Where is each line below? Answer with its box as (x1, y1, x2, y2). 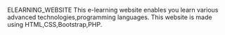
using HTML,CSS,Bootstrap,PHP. (7, 21, 103, 28)
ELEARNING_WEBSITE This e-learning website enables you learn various (7, 6, 219, 14)
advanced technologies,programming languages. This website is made (7, 13, 212, 21)
